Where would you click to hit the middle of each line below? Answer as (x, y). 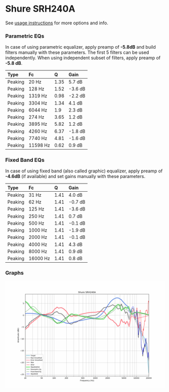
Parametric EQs (25, 36)
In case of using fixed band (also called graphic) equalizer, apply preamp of (84, 171)
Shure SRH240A (40, 9)
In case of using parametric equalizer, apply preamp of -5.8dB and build (80, 47)
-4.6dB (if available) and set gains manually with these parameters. (75, 176)
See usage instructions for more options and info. (57, 23)
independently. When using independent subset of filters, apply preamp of (83, 58)
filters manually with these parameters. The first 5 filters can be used (77, 52)
